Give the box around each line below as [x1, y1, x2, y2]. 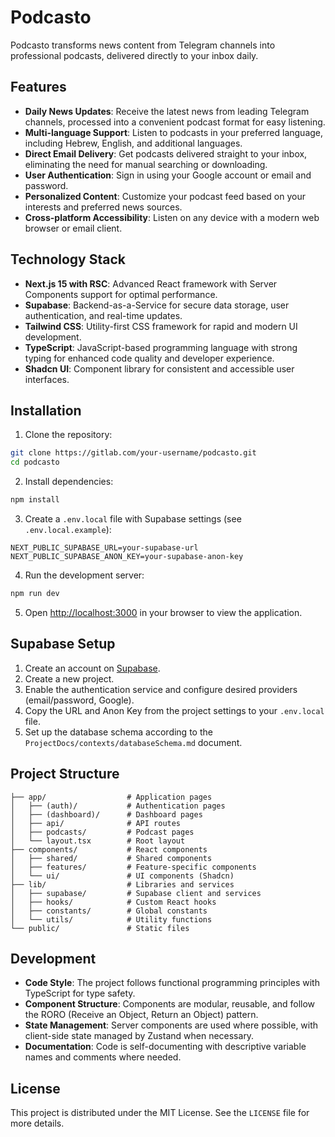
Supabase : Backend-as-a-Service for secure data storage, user [24, 299, 290, 311]
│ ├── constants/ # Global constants [10, 906, 208, 916]
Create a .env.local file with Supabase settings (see [24, 513, 242, 525]
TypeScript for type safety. [24, 987, 136, 1000]
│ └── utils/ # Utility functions [10, 914, 213, 925]
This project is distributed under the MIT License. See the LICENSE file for [10, 1107, 310, 1119]
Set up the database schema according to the [24, 726, 213, 738]
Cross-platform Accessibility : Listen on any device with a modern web [24, 211, 320, 223]
